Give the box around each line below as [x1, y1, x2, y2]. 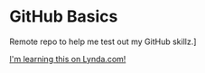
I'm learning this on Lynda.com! [9, 53, 126, 64]
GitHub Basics [9, 6, 118, 27]
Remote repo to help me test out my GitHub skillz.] [9, 36, 197, 47]
